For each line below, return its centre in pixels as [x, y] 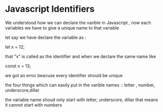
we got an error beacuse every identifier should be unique [64, 75]
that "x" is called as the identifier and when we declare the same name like [81, 56]
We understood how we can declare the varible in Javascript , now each [78, 23]
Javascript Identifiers [50, 9]
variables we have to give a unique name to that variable [62, 28]
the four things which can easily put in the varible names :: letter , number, [80, 85]
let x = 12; [15, 47]
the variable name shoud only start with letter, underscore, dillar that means [81, 100]
